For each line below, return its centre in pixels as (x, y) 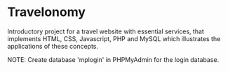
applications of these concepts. (53, 46)
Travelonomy (47, 12)
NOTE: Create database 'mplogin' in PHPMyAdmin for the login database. (113, 59)
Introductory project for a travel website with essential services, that (106, 31)
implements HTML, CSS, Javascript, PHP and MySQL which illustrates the (114, 38)
